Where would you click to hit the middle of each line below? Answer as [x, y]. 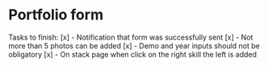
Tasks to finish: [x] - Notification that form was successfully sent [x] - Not [131, 37]
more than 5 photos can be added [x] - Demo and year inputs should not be [134, 45]
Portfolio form [56, 15]
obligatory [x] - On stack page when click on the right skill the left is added [132, 54]
